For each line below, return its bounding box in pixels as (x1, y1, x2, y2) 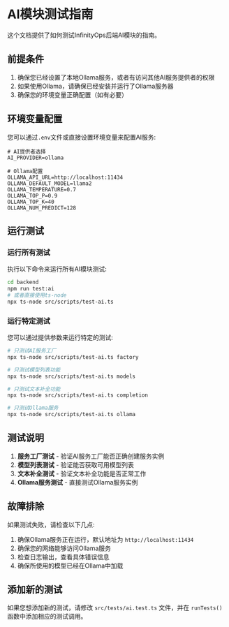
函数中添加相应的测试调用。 (7, 612, 87, 621)
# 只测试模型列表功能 (7, 366, 61, 374)
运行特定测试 (7, 316, 51, 325)
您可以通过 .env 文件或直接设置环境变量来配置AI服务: (7, 133, 156, 141)
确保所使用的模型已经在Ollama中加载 (17, 561, 124, 570)
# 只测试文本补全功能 (7, 385, 61, 392)
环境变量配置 (7, 113, 63, 125)
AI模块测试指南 (7, 6, 94, 22)
